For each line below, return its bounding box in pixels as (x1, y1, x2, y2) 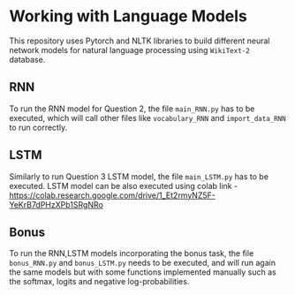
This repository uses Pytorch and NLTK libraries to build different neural (9, 35, 270, 46)
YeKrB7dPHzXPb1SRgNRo (9, 199, 103, 209)
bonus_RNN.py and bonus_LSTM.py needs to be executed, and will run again (9, 258, 276, 269)
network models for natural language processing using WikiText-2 (9, 44, 250, 55)
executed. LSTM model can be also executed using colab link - (9, 180, 238, 191)
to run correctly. (9, 122, 68, 132)
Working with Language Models (9, 6, 247, 26)
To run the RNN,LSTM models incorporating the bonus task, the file (9, 248, 254, 259)
